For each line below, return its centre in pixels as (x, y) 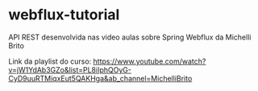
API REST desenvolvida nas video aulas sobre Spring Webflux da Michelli (130, 37)
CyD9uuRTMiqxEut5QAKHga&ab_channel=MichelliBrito (100, 78)
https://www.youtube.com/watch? (150, 61)
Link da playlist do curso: (50, 61)
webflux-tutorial (64, 15)
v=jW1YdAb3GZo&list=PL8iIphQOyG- (70, 69)
